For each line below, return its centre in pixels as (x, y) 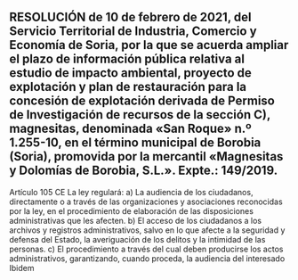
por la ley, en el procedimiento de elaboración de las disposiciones (131, 210)
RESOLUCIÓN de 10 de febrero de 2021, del (130, 17)
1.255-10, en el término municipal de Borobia (135, 143)
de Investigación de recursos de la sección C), (140, 115)
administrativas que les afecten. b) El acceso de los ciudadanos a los (136, 220)
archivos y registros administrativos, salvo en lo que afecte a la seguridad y (147, 230)
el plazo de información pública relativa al (127, 59)
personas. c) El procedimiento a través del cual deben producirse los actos (146, 249)
